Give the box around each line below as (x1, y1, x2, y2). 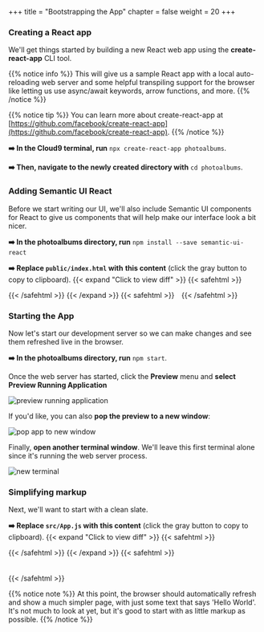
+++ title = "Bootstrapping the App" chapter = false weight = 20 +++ (8, 7, 236, 16)
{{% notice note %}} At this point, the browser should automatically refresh (8, 589, 257, 599)
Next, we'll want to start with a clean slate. (8, 505, 148, 515)
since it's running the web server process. (8, 451, 148, 460)
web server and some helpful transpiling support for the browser (41, 78, 255, 88)
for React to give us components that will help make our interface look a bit (8, 212, 257, 222)
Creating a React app (8, 27, 92, 38)
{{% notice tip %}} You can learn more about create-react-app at (8, 110, 223, 120)
